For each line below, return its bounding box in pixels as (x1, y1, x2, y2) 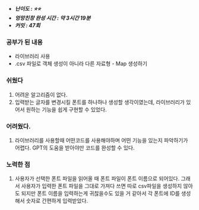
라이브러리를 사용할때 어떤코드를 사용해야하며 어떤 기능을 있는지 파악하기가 (14, 136, 188, 144)
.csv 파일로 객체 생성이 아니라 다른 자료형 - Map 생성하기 (14, 60, 147, 67)
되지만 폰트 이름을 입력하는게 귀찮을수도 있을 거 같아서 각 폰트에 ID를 (21, 190, 180, 197)
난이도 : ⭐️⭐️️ (14, 5, 42, 12)
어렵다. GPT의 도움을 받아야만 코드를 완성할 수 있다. (14, 144, 135, 151)
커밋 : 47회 (14, 22, 40, 28)
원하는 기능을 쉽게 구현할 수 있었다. (26, 106, 107, 113)
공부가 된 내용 (6, 38, 43, 46)
